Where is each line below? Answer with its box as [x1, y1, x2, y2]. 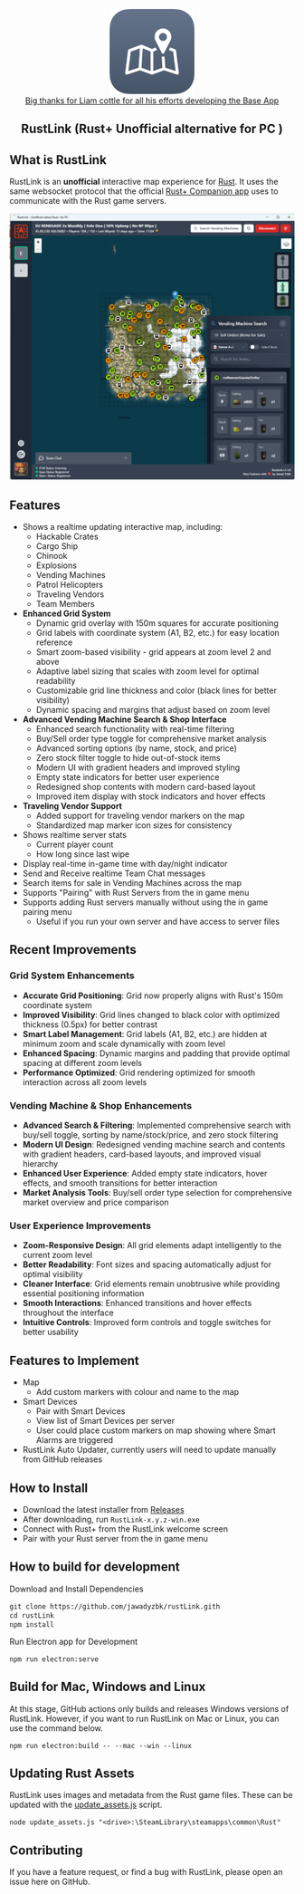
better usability [22, 1327, 79, 1338]
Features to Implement [9, 1352, 139, 1368]
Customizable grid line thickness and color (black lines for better [35, 685, 278, 697]
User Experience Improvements [9, 1219, 152, 1232]
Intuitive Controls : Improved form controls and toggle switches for [22, 1317, 271, 1328]
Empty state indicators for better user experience [35, 772, 220, 783]
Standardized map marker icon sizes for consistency [35, 820, 233, 831]
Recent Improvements [9, 942, 138, 957]
